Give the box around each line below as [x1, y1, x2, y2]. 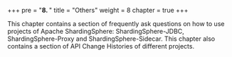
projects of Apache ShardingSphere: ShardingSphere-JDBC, [7, 27, 185, 35]
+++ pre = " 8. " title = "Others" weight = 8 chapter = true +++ [7, 6, 189, 14]
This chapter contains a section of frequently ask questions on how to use [7, 20, 225, 27]
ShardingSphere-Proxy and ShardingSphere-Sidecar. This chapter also [7, 34, 216, 43]
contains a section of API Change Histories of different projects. [7, 42, 194, 50]
